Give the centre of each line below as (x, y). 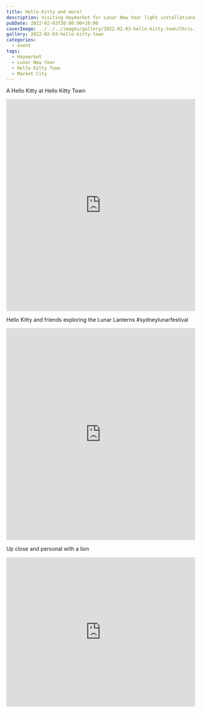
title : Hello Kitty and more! (44, 12)
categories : (21, 40)
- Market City (29, 74)
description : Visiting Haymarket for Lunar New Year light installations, (102, 18)
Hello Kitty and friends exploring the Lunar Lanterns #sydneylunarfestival (97, 320)
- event (21, 46)
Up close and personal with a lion (48, 549)
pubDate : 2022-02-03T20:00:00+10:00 (52, 23)
